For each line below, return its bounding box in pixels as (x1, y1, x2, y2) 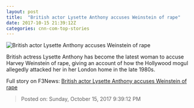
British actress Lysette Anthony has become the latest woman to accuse (6, 53, 184, 60)
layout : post (6, 8, 39, 15)
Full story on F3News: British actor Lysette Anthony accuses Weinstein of (6, 78, 187, 85)
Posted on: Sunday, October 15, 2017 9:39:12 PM (20, 95, 141, 103)
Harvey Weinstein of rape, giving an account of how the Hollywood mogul (6, 60, 189, 67)
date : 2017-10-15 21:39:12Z (6, 20, 77, 26)
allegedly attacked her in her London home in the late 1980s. (6, 66, 156, 73)
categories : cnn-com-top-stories (6, 25, 90, 32)
